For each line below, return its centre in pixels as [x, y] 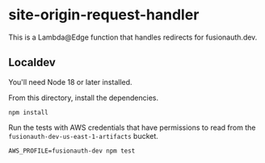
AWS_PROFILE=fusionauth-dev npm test [72, 151]
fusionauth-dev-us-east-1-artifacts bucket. [84, 136]
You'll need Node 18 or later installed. [70, 81]
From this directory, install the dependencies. [84, 98]
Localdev [32, 63]
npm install [28, 112]
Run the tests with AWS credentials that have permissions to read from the [132, 127]
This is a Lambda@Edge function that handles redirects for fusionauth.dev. [133, 37]
